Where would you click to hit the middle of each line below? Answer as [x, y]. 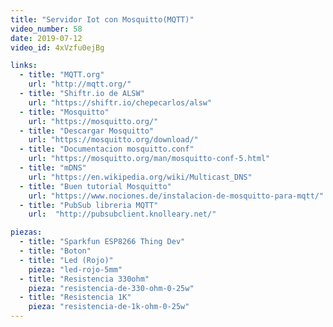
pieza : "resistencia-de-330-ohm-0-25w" [111, 288]
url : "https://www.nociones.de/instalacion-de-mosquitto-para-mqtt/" [176, 196]
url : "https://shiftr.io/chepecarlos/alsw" [120, 102]
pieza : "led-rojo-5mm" [75, 269]
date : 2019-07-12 [46, 38]
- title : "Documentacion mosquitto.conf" [107, 149]
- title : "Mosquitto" [64, 112]
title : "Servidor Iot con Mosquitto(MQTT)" [102, 19]
